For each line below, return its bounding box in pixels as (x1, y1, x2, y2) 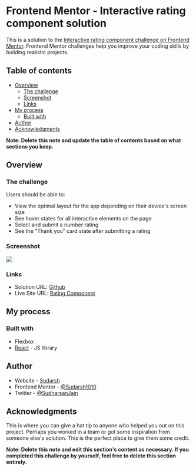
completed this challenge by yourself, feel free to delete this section (6, 452, 177, 459)
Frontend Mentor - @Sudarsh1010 (14, 383, 97, 390)
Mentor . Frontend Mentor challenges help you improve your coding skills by (6, 42, 190, 50)
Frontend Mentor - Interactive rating (6, 4, 187, 18)
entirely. (6, 459, 28, 466)
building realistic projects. (6, 48, 69, 55)
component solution (6, 17, 107, 30)
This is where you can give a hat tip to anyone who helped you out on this (6, 422, 185, 429)
